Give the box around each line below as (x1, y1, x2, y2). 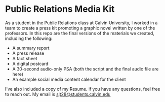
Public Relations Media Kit (5, 3, 115, 15)
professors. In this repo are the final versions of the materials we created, (5, 30, 155, 36)
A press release (12, 50, 44, 56)
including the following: (5, 35, 53, 41)
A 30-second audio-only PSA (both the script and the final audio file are (12, 66, 159, 72)
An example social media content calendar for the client (12, 76, 126, 82)
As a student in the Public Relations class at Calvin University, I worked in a (5, 20, 158, 26)
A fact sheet (12, 55, 38, 61)
